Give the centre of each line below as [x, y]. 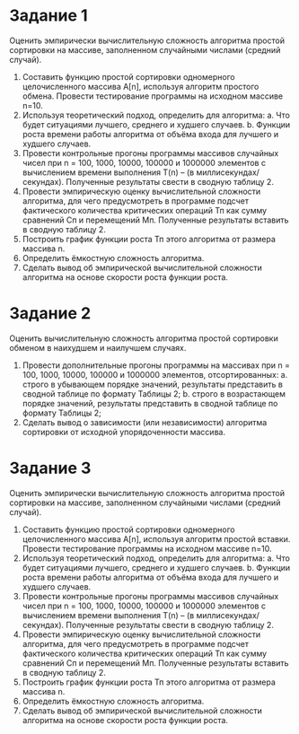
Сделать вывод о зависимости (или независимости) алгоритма [145, 422]
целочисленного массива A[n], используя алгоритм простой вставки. [156, 538]
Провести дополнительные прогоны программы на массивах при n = [156, 365]
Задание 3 [50, 468]
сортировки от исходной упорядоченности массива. [124, 432]
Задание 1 [48, 16]
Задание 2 [50, 314]
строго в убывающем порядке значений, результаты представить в [152, 384]
